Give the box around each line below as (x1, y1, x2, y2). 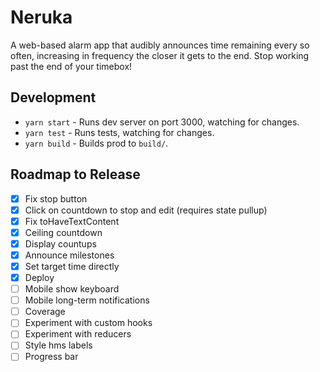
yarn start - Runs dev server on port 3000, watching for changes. (24, 116, 300, 128)
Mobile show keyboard (24, 283, 120, 295)
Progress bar (24, 351, 79, 363)
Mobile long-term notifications (24, 294, 150, 306)
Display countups (24, 237, 97, 250)
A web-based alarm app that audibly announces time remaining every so (10, 39, 310, 51)
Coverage (24, 306, 66, 318)
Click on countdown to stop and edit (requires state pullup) (24, 204, 268, 216)
